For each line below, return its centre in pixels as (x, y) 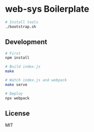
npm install (17, 58)
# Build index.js (23, 67)
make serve (16, 84)
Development (26, 42)
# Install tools (22, 22)
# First (13, 53)
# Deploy (14, 93)
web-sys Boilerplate (47, 9)
